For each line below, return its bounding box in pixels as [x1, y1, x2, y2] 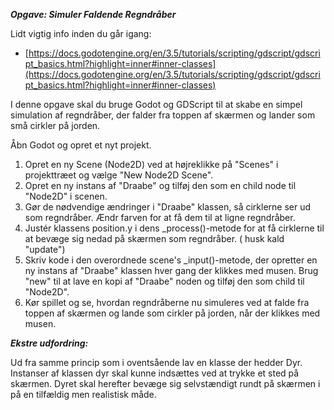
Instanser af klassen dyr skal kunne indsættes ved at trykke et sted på [10, 367, 300, 379]
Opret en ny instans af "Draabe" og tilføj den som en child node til [24, 180, 297, 191]
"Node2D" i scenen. [24, 190, 108, 202]
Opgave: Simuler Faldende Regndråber [10, 9, 177, 20]
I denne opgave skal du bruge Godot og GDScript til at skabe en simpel [10, 99, 303, 110]
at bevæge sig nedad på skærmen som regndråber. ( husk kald [24, 233, 285, 244]
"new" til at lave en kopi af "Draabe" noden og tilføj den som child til [24, 275, 305, 287]
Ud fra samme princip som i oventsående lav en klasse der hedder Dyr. [10, 357, 303, 368]
